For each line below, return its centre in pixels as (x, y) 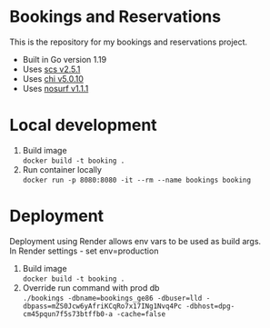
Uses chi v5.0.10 (53, 78)
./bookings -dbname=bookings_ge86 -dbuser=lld (112, 298)
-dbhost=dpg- (210, 306)
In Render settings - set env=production (84, 251)
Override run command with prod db (91, 287)
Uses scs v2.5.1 (51, 69)
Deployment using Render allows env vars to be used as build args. (135, 241)
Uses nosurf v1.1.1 (55, 88)
